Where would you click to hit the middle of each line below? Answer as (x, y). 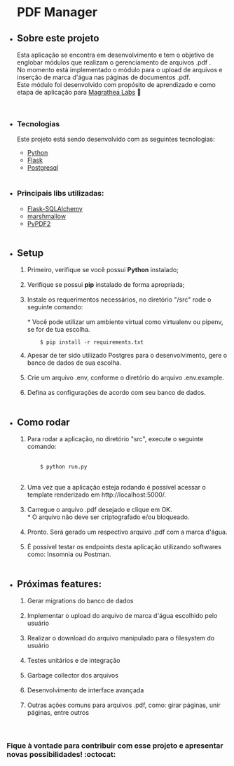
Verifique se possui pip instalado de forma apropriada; (106, 285)
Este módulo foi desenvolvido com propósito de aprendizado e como (116, 85)
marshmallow (47, 216)
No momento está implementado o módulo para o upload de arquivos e (119, 70)
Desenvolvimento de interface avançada (85, 690)
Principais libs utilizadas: (60, 194)
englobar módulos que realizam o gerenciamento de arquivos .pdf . (114, 62)
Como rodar (43, 422)
